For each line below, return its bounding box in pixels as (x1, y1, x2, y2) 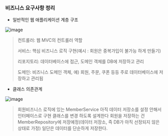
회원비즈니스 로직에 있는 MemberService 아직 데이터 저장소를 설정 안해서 (17, 106, 162, 112)
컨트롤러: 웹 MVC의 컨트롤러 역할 (17, 37, 83, 43)
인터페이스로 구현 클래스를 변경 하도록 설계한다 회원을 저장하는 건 (17, 113, 145, 119)
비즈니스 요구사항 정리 (5, 4, 55, 11)
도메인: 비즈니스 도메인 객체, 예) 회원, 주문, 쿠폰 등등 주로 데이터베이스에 (17, 69, 158, 75)
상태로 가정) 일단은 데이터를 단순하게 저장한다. (17, 125, 108, 131)
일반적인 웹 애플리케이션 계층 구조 (12, 17, 79, 23)
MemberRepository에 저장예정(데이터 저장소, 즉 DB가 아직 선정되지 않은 (17, 119, 160, 125)
